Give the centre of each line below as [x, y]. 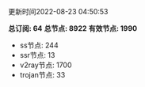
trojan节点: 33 [42, 75]
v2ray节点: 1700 [46, 65]
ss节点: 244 [39, 45]
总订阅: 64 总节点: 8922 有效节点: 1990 [72, 28]
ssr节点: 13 [37, 55]
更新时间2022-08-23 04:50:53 [58, 11]
